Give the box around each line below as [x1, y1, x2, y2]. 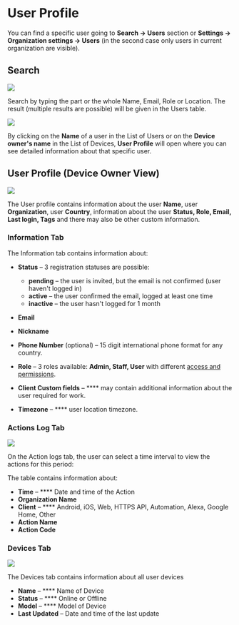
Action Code [17, 526, 56, 534]
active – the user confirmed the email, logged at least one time [28, 291, 213, 300]
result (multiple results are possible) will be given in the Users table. [7, 104, 207, 113]
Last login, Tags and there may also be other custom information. [7, 215, 200, 223]
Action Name [17, 518, 58, 527]
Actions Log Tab [7, 422, 66, 432]
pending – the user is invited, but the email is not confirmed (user [28, 276, 221, 285]
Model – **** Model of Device [17, 601, 107, 611]
